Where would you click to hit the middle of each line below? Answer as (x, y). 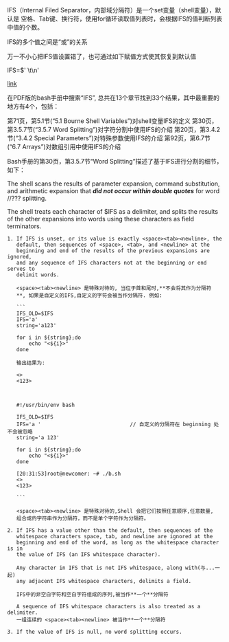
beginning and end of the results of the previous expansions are (113, 251)
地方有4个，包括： (33, 106)
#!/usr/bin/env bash (46, 405)
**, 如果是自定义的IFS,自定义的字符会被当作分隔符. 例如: (89, 296)
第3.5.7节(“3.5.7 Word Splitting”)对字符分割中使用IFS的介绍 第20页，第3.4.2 (114, 130)
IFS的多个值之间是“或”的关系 (47, 42)
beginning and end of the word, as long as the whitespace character (118, 542)
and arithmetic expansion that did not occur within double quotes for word (113, 191)
